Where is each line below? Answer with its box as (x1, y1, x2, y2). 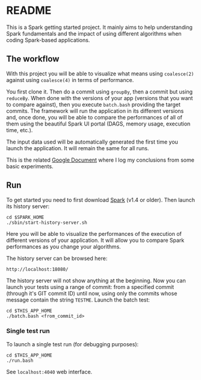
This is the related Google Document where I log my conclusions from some (6, 156, 194, 163)
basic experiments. (6, 162, 54, 169)
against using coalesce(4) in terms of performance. (6, 76, 134, 83)
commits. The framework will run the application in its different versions (6, 107, 184, 115)
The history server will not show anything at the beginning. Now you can (6, 277, 186, 284)
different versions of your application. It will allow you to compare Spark (6, 236, 185, 244)
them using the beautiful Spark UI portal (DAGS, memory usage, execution (6, 120, 191, 127)
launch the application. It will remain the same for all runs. (6, 144, 149, 151)
